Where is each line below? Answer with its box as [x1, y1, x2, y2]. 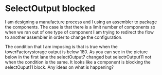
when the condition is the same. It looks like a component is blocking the [5, 59, 151, 65]
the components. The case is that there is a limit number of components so [5, 24, 156, 30]
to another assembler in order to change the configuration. [5, 34, 123, 40]
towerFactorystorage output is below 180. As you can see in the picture [5, 49, 148, 55]
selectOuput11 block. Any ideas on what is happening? [5, 64, 114, 70]
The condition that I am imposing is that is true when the [5, 44, 118, 49]
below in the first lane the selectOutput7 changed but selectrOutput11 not [5, 54, 152, 60]
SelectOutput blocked [5, 3, 96, 14]
